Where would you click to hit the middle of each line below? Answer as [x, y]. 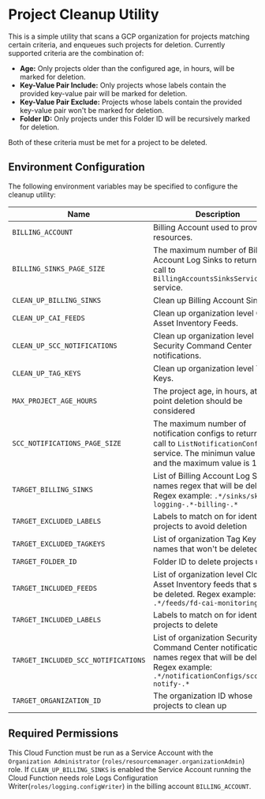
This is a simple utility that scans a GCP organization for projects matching [129, 36]
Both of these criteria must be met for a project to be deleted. [108, 142]
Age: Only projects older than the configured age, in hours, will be [127, 68]
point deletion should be [198, 401]
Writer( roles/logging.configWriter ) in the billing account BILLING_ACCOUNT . [130, 786]
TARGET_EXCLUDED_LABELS [57, 521]
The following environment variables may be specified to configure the [123, 186]
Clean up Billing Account [199, 300]
